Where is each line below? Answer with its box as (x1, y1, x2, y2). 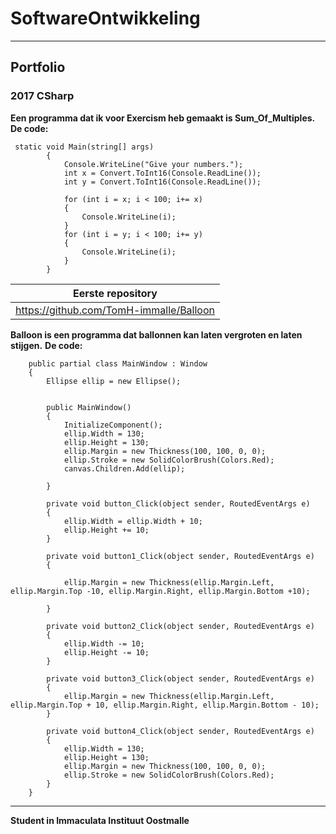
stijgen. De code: (10, 339, 83, 351)
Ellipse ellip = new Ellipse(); (46, 376, 182, 386)
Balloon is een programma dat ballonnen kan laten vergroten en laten (10, 328, 303, 341)
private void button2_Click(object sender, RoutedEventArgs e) (46, 621, 315, 631)
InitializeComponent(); (63, 420, 163, 430)
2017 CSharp (10, 89, 75, 103)
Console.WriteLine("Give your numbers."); (63, 159, 244, 169)
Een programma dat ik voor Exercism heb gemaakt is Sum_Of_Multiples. (10, 112, 316, 124)
